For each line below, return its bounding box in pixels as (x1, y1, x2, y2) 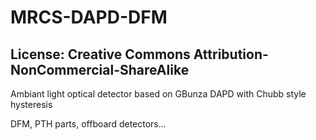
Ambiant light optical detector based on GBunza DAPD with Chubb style (10, 88, 307, 100)
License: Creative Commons (10, 46, 191, 63)
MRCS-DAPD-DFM (10, 6, 168, 29)
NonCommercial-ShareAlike (10, 61, 190, 78)
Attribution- (193, 46, 269, 63)
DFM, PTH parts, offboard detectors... (10, 118, 167, 130)
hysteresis (10, 99, 53, 110)
